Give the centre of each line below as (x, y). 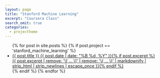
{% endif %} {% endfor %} (39, 71)
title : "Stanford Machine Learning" (42, 14)
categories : (17, 27)
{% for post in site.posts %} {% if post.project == (61, 45)
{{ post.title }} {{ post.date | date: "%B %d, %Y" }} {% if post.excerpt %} (84, 56)
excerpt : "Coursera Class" (32, 18)
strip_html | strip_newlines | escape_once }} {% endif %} (68, 66)
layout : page (18, 9)
